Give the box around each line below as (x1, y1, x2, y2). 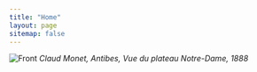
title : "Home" (9, 12, 62, 22)
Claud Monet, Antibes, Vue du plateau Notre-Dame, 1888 (39, 54, 249, 64)
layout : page (9, 21, 58, 30)
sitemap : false (9, 29, 66, 38)
